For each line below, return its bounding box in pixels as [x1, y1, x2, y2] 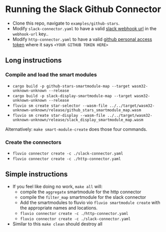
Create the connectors [5, 138, 62, 145]
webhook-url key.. [12, 31, 49, 37]
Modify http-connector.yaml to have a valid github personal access [12, 36, 152, 42]
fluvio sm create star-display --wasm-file [12, 113, 106, 118]
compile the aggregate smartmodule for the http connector [20, 189, 142, 195]
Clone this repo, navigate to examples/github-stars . [12, 20, 120, 26]
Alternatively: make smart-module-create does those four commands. [5, 126, 147, 132]
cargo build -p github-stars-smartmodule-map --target [12, 84, 130, 89]
